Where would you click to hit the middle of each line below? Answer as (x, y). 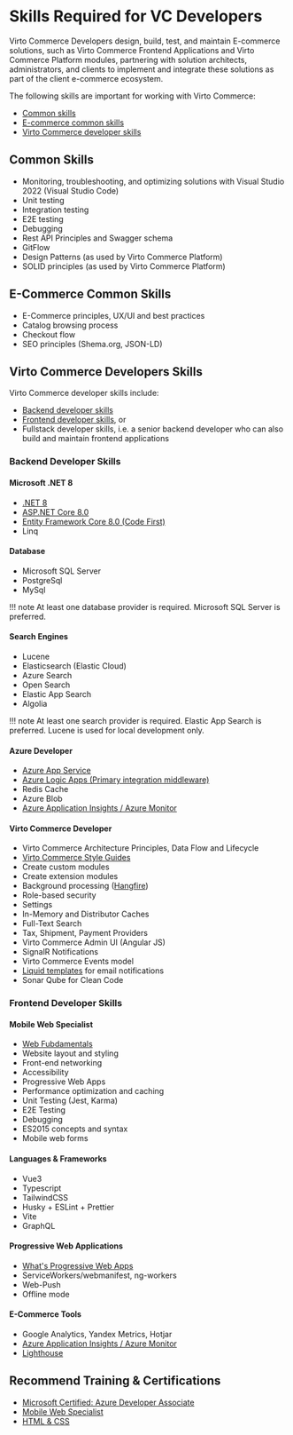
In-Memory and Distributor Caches (85, 914)
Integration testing (55, 210)
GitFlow (36, 247)
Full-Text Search (52, 924)
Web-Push (41, 1284)
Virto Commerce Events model (78, 962)
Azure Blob (42, 799)
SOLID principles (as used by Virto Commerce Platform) (123, 266)
